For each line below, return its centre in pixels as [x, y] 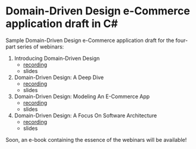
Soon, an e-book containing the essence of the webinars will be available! [96, 139]
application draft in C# [62, 24]
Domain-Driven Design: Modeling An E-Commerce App [82, 96]
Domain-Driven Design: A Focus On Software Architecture [85, 115]
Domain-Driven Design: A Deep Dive [59, 77]
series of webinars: [41, 47]
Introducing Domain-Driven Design [57, 58]
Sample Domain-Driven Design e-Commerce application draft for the [90, 40]
